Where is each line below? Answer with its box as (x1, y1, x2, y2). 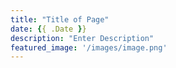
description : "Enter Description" (10, 33, 155, 43)
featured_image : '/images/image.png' (10, 42, 168, 53)
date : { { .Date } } (10, 24, 87, 34)
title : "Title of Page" (10, 14, 110, 25)
